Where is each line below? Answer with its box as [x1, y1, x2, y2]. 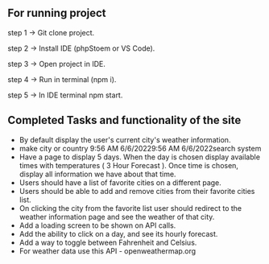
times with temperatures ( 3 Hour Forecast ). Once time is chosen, [19, 160, 239, 170]
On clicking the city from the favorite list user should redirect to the [19, 203, 242, 212]
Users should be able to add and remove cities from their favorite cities [19, 186, 255, 196]
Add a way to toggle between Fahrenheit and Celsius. [19, 237, 197, 247]
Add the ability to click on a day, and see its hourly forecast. [19, 229, 218, 238]
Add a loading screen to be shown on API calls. [19, 221, 176, 230]
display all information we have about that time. [19, 169, 176, 179]
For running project [7, 6, 106, 20]
